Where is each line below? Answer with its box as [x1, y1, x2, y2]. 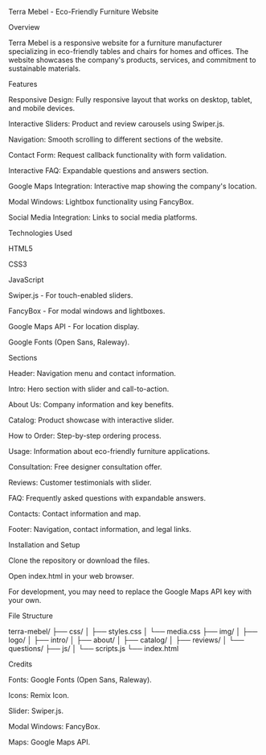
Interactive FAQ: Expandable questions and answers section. [8, 166, 209, 175]
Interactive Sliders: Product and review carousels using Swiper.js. [8, 119, 225, 128]
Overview [8, 23, 40, 31]
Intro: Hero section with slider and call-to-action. [8, 384, 170, 394]
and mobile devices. [8, 104, 76, 113]
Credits [8, 659, 33, 669]
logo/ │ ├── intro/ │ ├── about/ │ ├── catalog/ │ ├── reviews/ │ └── [8, 635, 244, 645]
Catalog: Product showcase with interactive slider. [8, 415, 174, 425]
